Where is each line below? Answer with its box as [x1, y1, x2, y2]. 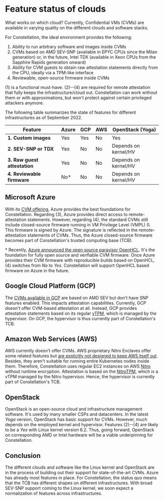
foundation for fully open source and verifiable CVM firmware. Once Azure [5, 252, 155, 258]
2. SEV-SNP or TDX [7, 145, 54, 152]
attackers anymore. [5, 100, 44, 106]
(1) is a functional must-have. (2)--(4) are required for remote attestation [5, 84, 150, 90]
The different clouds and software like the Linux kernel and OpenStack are [5, 464, 155, 470]
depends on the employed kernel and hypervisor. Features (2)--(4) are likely [5, 422, 159, 428]
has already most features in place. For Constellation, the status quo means [5, 475, 157, 480]
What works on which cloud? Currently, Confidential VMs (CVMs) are [5, 20, 144, 25]
